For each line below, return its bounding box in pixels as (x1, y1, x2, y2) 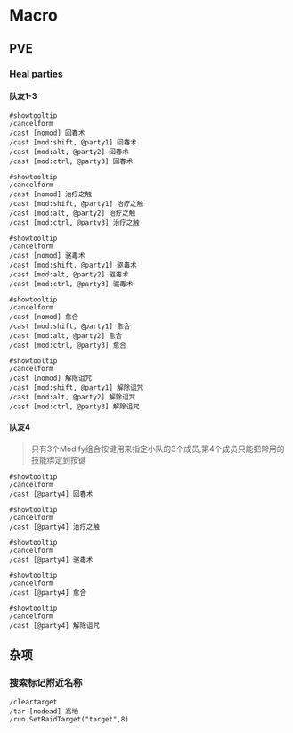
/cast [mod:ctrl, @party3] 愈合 (9, 341, 126, 350)
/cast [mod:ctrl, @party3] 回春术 (9, 157, 134, 166)
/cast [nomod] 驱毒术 (9, 251, 85, 259)
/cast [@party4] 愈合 (9, 588, 87, 597)
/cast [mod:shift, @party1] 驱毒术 (9, 260, 137, 269)
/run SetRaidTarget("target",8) (9, 714, 129, 723)
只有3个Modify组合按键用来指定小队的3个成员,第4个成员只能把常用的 (30, 443, 285, 454)
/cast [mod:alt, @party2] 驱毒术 (9, 269, 129, 279)
